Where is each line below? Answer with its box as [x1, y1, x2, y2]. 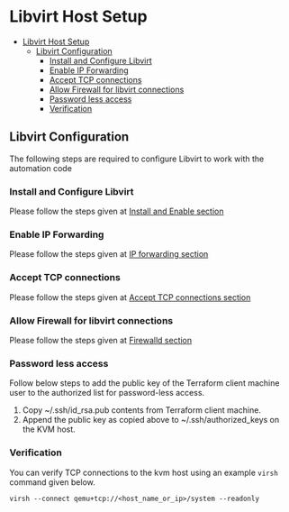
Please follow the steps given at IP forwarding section [9, 249, 209, 260]
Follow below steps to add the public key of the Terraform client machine [9, 378, 280, 389]
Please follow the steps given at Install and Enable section [9, 206, 224, 217]
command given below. [9, 476, 96, 488]
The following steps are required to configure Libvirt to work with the [9, 153, 265, 164]
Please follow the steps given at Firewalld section [9, 334, 193, 345]
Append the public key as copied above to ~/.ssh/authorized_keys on [22, 415, 280, 425]
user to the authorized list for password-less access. [9, 388, 205, 398]
